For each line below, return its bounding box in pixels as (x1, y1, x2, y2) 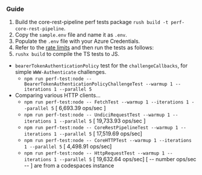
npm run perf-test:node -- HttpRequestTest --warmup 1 (24, 150, 165, 156)
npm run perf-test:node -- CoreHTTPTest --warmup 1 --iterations (24, 138, 192, 144)
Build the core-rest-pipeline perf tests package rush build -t (14, 19, 169, 26)
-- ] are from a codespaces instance (24, 162, 115, 170)
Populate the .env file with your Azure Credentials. (14, 38, 140, 45)
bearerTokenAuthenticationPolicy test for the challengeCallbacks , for (14, 62, 188, 69)
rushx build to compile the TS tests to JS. (14, 51, 119, 58)
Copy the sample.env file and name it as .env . (14, 31, 128, 38)
